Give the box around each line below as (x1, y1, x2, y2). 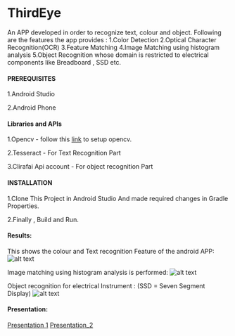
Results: (7, 231, 32, 240)
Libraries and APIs (7, 119, 62, 128)
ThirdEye (7, 5, 62, 21)
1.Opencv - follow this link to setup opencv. (7, 135, 132, 143)
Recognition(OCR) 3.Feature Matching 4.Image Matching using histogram (7, 43, 220, 51)
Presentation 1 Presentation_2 (7, 321, 94, 329)
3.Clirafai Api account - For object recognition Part (7, 162, 153, 171)
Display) (7, 289, 32, 297)
